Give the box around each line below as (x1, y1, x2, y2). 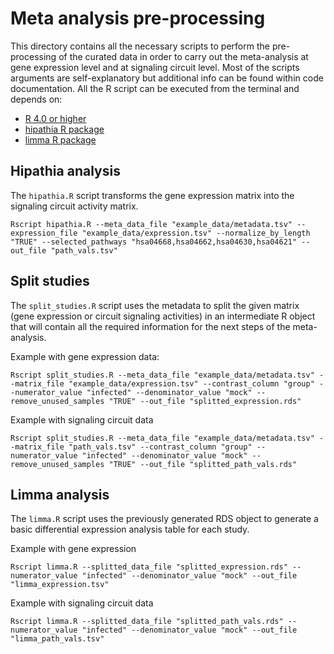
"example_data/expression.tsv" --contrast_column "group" (68, 378, 315, 389)
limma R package (24, 133, 97, 146)
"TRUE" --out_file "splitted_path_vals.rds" (108, 459, 298, 469)
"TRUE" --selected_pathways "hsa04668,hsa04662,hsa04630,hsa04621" (10, 237, 298, 247)
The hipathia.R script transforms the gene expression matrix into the (10, 189, 295, 201)
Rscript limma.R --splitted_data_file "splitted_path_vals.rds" (10, 617, 284, 627)
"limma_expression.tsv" (10, 580, 110, 590)
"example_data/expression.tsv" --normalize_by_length (81, 228, 311, 238)
